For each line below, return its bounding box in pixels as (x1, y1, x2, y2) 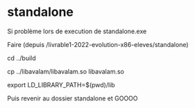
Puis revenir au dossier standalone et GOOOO (7, 94, 138, 102)
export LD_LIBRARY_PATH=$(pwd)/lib (7, 80, 116, 89)
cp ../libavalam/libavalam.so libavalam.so (7, 67, 125, 75)
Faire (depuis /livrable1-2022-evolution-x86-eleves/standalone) (7, 40, 189, 48)
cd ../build (7, 53, 36, 62)
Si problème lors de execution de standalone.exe (7, 27, 147, 35)
